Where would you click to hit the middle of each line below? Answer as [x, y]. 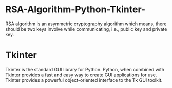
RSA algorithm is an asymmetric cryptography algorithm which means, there [86, 24]
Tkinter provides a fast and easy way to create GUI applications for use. [81, 75]
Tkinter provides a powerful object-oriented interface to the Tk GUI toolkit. [84, 80]
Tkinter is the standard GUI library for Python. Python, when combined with [85, 69]
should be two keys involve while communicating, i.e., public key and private [86, 29]
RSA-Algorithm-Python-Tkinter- [75, 9]
